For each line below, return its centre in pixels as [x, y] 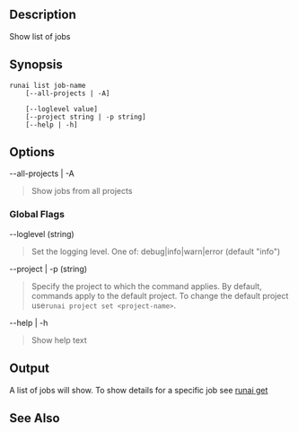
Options [32, 152]
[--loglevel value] [62, 109]
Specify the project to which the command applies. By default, [146, 286]
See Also [35, 418]
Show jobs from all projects [82, 191]
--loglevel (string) [42, 234]
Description [43, 15]
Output [29, 369]
